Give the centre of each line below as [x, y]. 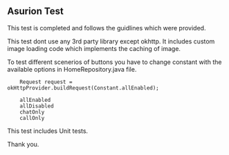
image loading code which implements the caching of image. [94, 48]
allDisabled [37, 106]
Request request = [46, 82]
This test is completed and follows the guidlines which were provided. [107, 28]
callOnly [32, 118]
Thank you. [23, 144]
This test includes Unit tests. [48, 131]
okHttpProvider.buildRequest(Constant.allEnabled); [83, 88]
